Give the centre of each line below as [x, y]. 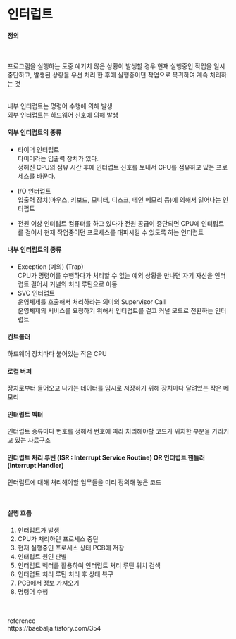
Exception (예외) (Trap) [50, 266]
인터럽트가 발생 [38, 530]
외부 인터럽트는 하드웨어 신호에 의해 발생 [63, 115]
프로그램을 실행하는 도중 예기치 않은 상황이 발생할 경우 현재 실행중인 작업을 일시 [116, 66]
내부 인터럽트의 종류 [35, 250]
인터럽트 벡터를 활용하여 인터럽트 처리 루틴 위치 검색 [89, 565]
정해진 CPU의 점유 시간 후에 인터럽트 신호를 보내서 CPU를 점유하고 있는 [116, 167]
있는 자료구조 [33, 440]
